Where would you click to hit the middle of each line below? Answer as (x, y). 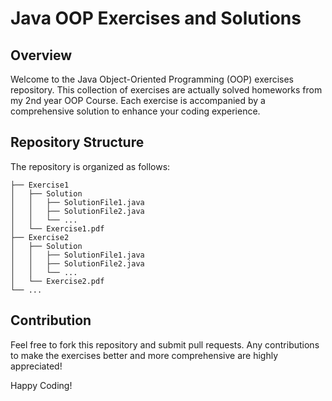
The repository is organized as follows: (90, 166)
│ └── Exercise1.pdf (57, 228)
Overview (41, 55)
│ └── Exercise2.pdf (57, 281)
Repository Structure (77, 142)
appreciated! (36, 366)
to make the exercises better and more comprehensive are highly (144, 355)
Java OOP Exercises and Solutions (156, 18)
